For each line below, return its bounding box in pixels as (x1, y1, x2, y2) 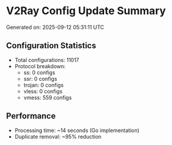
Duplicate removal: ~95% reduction (14, 133, 102, 140)
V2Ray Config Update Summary (6, 4, 166, 18)
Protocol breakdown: (14, 62, 66, 70)
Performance (6, 111, 56, 121)
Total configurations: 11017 (14, 56, 80, 63)
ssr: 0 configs (23, 75, 57, 82)
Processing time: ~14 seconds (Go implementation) (14, 127, 140, 134)
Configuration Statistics (6, 41, 96, 51)
